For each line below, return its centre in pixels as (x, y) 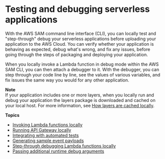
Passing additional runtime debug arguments (58, 151)
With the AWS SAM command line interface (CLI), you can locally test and (81, 33)
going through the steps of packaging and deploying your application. (77, 54)
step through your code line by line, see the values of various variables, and (83, 75)
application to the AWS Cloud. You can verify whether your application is (80, 44)
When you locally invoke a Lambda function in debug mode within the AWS (82, 64)
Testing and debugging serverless (78, 9)
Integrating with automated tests (45, 135)
